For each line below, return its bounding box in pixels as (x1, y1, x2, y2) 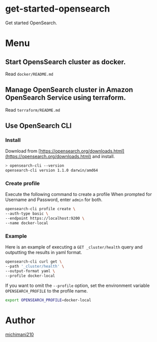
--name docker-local (5, 221, 49, 226)
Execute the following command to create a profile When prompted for (5, 191, 152, 198)
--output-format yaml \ (5, 269, 56, 274)
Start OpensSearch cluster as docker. (5, 58, 126, 66)
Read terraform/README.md (5, 107, 61, 113)
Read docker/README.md (5, 71, 54, 77)
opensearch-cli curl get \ (5, 259, 62, 264)
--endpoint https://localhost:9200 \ (5, 216, 85, 221)
